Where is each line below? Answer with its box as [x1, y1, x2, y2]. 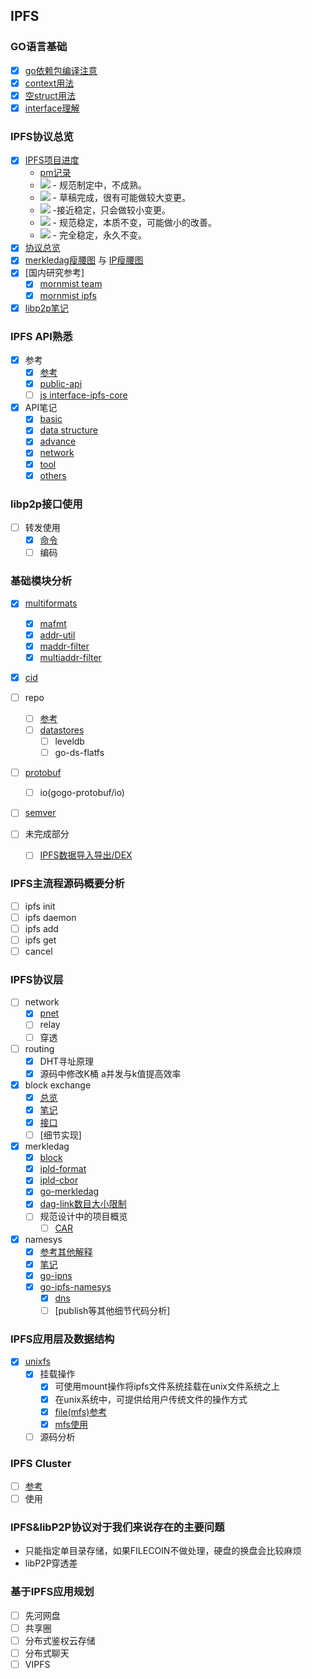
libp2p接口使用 [10, 497, 83, 511]
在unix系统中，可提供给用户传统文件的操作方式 [54, 1393, 248, 1405]
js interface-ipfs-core [39, 389, 128, 401]
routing [24, 1042, 55, 1054]
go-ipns [39, 1269, 73, 1281]
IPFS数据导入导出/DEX [39, 849, 133, 861]
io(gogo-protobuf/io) [39, 787, 125, 799]
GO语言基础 [10, 40, 68, 54]
